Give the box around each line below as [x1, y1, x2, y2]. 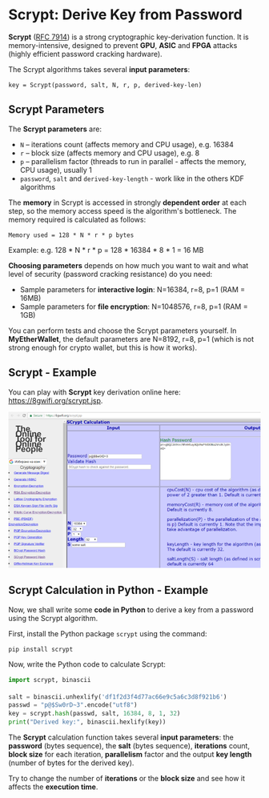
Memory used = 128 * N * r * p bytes [8, 231, 134, 239]
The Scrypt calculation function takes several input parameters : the [8, 732, 234, 742]
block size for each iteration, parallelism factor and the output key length [8, 750, 252, 760]
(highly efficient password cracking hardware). [8, 49, 163, 58]
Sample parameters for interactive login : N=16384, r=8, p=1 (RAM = [19, 284, 246, 294]
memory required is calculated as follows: [8, 215, 147, 224]
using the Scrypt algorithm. [8, 613, 98, 623]
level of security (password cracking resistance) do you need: [8, 269, 213, 279]
